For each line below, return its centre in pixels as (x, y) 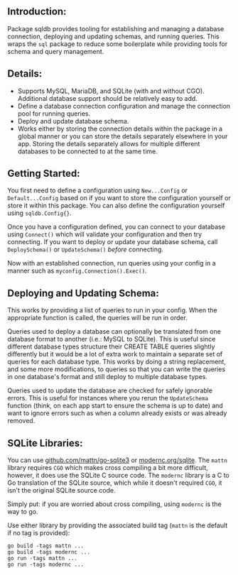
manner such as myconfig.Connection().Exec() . (77, 271)
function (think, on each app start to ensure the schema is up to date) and (115, 406)
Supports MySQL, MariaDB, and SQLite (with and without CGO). (111, 91)
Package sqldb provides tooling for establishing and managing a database (116, 28)
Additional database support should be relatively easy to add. (107, 98)
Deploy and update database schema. (73, 121)
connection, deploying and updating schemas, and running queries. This (113, 36)
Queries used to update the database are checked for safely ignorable (110, 390)
